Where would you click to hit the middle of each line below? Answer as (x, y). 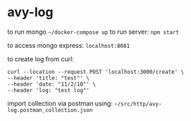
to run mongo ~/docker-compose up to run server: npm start (93, 32)
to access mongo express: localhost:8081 (69, 45)
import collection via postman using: (60, 103)
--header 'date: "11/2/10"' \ (52, 84)
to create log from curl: (41, 59)
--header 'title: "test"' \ (49, 78)
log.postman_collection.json (50, 110)
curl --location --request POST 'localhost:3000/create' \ (96, 72)
